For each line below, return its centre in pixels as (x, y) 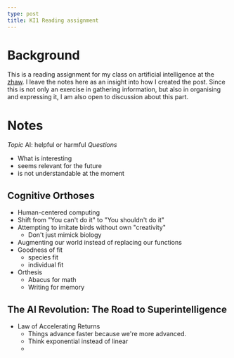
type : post (23, 14)
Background (44, 55)
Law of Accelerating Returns (59, 326)
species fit (43, 257)
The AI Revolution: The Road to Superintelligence (117, 309)
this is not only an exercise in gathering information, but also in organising (114, 89)
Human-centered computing (59, 212)
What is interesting (45, 158)
